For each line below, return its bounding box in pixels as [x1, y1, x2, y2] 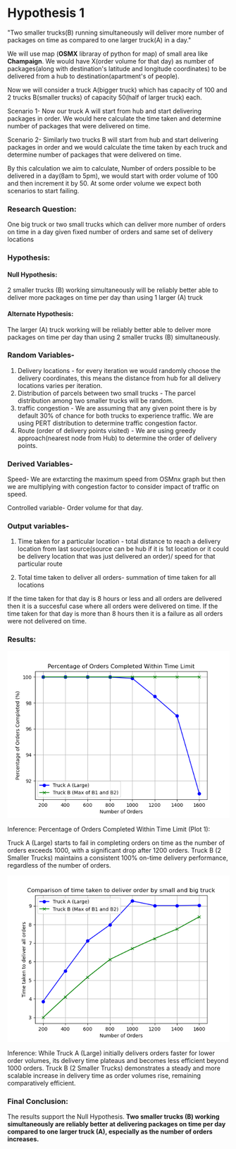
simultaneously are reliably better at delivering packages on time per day [7, 1120, 226, 1129]
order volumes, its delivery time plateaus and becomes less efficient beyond [7, 1056, 229, 1064]
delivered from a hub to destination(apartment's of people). [7, 72, 180, 80]
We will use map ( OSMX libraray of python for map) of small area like [7, 49, 209, 58]
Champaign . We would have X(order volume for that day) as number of [7, 56, 215, 65]
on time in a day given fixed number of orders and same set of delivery [7, 228, 213, 236]
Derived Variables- [7, 458, 73, 468]
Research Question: [7, 204, 77, 214]
